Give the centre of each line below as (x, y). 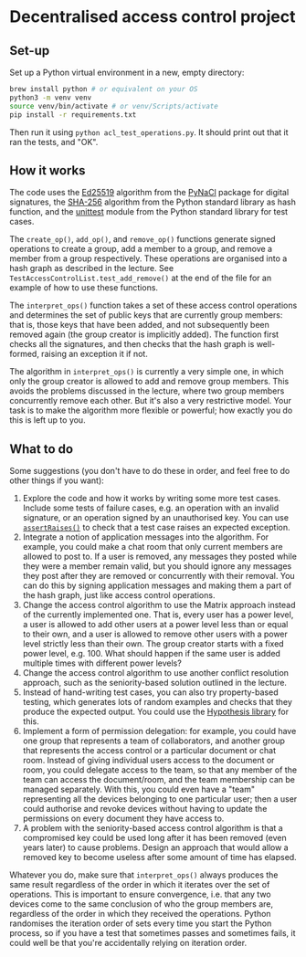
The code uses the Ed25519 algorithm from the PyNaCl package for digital (149, 193)
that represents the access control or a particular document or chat (149, 751)
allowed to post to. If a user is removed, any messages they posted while (159, 557)
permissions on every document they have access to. (123, 818)
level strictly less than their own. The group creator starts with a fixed (153, 644)
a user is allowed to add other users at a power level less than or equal (155, 625)
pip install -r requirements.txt (73, 115)
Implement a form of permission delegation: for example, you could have (159, 731)
